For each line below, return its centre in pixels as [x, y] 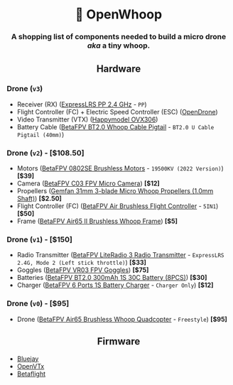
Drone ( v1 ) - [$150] [39, 239]
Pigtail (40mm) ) [40, 134]
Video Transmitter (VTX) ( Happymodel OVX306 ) [87, 119]
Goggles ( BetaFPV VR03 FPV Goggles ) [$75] [83, 270]
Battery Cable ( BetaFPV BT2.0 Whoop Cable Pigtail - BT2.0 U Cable [115, 126]
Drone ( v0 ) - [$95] [38, 303]
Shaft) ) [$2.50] [39, 199]
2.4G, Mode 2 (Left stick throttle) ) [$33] [82, 263]
